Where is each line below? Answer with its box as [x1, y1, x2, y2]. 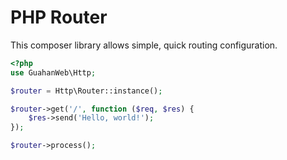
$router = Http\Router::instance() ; [10, 86, 163, 96]
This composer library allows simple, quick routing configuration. [10, 39, 278, 51]
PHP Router [10, 6, 108, 29]
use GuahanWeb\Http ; [10, 67, 97, 78]
